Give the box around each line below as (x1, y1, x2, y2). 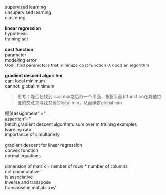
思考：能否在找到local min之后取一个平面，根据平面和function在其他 (17, 94, 157, 99)
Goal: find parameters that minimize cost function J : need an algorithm (5, 62, 150, 68)
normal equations (5, 153, 41, 158)
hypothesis (5, 31, 28, 36)
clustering (5, 15, 26, 20)
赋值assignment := (5, 110, 44, 116)
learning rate (5, 127, 31, 132)
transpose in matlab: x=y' (5, 185, 57, 190)
